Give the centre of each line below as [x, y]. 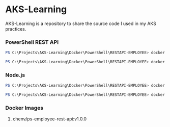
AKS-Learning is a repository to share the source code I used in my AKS [81, 23]
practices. [16, 29]
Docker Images [24, 108]
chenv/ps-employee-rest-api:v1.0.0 [50, 119]
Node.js [15, 75]
